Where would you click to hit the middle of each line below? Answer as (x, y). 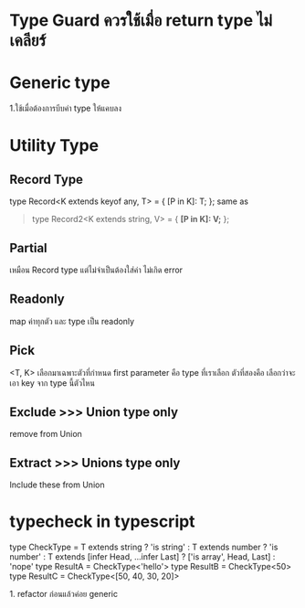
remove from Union (46, 434)
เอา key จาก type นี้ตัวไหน (53, 383)
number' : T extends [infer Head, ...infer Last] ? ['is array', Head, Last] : (142, 557)
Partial (28, 248)
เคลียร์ (28, 41)
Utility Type (54, 146)
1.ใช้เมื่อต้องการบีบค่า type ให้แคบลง (65, 108)
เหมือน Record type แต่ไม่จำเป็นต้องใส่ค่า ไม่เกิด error (96, 270)
